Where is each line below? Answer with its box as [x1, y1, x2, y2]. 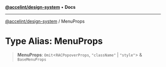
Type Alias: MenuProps [5, 35, 103, 47]
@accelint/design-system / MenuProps [5, 18, 85, 24]
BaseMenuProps [17, 57, 46, 62]
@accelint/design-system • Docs [5, 4, 76, 10]
